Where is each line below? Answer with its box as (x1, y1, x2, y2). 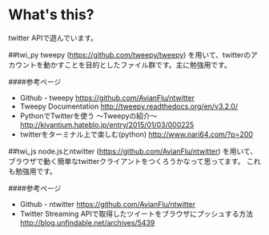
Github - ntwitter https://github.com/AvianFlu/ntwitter (19, 199, 196, 209)
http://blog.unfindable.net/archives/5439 (19, 217, 155, 227)
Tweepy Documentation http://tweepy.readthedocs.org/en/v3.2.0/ (19, 102, 239, 111)
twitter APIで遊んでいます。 (8, 33, 98, 42)
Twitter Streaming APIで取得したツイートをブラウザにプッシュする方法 (19, 209, 254, 218)
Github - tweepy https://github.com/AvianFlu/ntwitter (19, 93, 195, 102)
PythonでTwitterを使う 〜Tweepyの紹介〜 (19, 110, 158, 121)
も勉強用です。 (8, 166, 58, 176)
